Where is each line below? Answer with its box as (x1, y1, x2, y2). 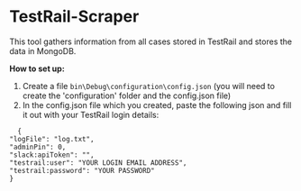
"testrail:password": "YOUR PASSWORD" (9, 166, 155, 175)
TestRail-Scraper (9, 6, 140, 27)
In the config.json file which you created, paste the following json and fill (22, 99, 292, 110)
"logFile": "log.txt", (9, 134, 95, 143)
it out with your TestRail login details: (22, 109, 160, 120)
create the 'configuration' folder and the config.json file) (22, 90, 232, 101)
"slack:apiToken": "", (9, 150, 95, 159)
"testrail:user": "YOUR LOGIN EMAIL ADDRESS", (9, 158, 187, 168)
